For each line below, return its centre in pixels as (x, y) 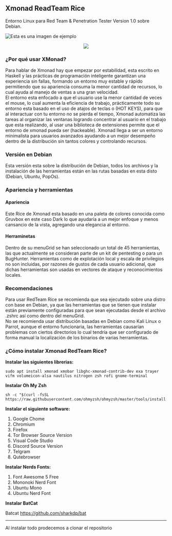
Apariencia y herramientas (39, 190)
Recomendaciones (29, 288)
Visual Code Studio (33, 441)
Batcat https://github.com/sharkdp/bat (46, 513)
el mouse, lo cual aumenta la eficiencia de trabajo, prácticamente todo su (83, 103)
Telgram (21, 452)
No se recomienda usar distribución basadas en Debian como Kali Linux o (83, 321)
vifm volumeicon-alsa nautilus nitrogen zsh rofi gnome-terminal (76, 376)
